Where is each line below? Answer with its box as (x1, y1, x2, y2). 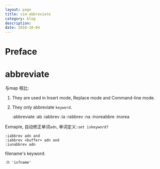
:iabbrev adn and (5, 133, 40, 139)
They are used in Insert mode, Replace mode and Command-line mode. (12, 95, 155, 101)
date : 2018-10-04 (5, 25, 40, 30)
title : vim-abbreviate (5, 12, 51, 17)
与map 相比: (5, 85, 29, 91)
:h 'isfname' (5, 160, 32, 165)
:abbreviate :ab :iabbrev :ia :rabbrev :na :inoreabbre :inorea (12, 114, 130, 120)
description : (5, 20, 32, 26)
